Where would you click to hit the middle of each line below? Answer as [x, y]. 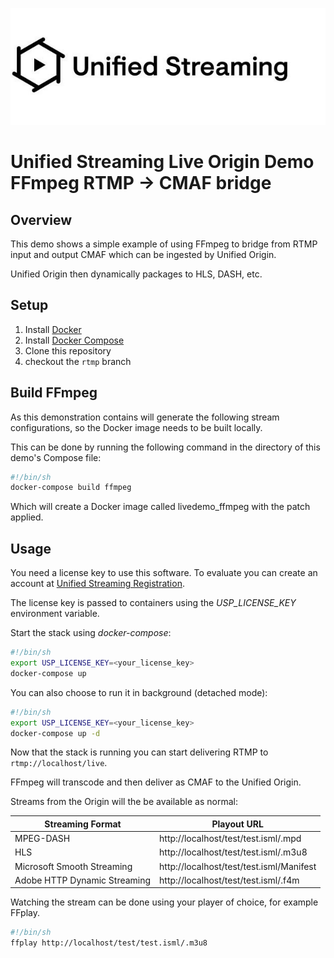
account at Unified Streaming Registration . [97, 584]
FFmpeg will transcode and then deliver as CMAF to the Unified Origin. [156, 782]
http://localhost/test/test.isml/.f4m [229, 880]
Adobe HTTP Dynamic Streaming [83, 880]
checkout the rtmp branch [78, 361]
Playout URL [237, 824]
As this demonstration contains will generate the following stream [145, 417]
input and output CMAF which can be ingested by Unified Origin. [143, 254]
